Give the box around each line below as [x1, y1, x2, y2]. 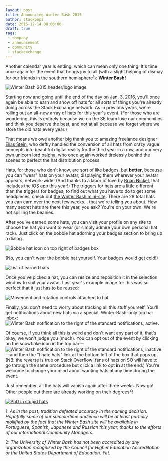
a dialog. [5, 236, 24, 242]
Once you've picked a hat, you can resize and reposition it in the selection [5, 274, 158, 280]
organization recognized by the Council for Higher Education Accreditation [5, 444, 160, 450]
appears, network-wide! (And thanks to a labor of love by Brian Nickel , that [5, 178, 159, 184]
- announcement [7, 40, 39, 45]
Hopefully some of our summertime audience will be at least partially [5, 413, 148, 419]
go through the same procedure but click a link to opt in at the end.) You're [5, 362, 159, 368]
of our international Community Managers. [5, 429, 94, 435]
